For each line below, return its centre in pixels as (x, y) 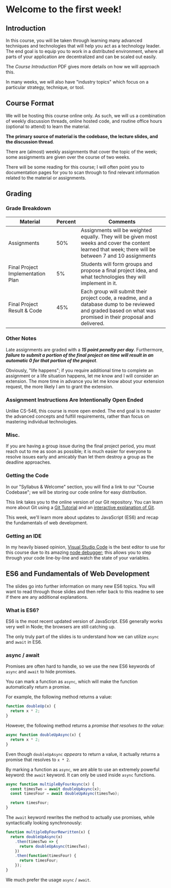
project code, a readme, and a (116, 298)
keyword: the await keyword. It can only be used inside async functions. (81, 775)
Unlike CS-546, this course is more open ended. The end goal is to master (83, 411)
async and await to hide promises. (41, 672)
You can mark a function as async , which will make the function (72, 681)
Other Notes (21, 339)
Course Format (30, 103)
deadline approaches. (28, 462)
